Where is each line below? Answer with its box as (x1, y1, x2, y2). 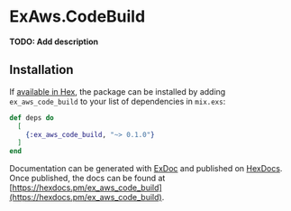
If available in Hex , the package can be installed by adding (9, 86, 226, 96)
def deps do (9, 113, 54, 123)
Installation (9, 62, 74, 78)
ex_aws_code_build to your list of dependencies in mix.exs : (9, 96, 226, 106)
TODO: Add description (9, 36, 99, 47)
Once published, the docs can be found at (9, 173, 166, 184)
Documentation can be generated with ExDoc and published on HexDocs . (9, 163, 283, 174)
